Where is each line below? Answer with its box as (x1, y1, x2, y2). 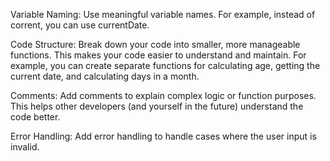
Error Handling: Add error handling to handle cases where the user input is (10, 130, 317, 142)
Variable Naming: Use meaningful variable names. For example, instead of (10, 9, 316, 20)
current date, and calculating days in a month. (10, 70, 200, 82)
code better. (10, 111, 61, 123)
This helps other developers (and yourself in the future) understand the (10, 100, 304, 112)
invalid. (10, 141, 40, 153)
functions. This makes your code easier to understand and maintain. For (10, 49, 307, 61)
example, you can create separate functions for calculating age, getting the (10, 60, 321, 71)
